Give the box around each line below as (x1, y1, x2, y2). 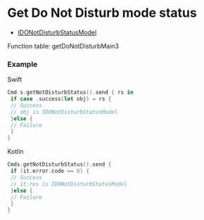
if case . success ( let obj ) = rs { (10, 96, 112, 103)
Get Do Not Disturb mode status (7, 5, 197, 21)
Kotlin (7, 148, 24, 156)
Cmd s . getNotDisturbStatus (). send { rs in (7, 89, 134, 96)
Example (7, 59, 38, 69)
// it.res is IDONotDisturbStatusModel (10, 181, 128, 188)
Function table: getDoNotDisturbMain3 (7, 41, 120, 50)
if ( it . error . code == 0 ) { (10, 167, 90, 175)
